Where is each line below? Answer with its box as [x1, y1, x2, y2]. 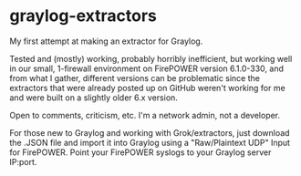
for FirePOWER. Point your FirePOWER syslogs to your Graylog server [9, 147, 272, 158]
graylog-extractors [9, 5, 157, 26]
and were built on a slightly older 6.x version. [9, 92, 178, 103]
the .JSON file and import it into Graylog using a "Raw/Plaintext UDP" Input [9, 137, 290, 148]
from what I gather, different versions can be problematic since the [9, 72, 260, 83]
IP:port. [9, 156, 37, 167]
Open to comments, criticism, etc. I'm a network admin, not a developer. [9, 109, 281, 120]
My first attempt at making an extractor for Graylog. [9, 36, 203, 47]
